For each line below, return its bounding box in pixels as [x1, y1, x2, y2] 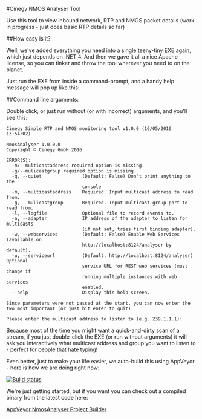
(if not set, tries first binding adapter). [82, 226, 197, 232]
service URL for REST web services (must [82, 263, 188, 269]
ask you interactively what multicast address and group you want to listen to [6, 340, 196, 346]
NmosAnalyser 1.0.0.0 [6, 141, 61, 148]
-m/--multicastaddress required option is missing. [11, 163, 145, 169]
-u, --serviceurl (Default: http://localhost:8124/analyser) [11, 253, 194, 259]
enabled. [82, 284, 104, 290]
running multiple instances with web [82, 274, 177, 280]
